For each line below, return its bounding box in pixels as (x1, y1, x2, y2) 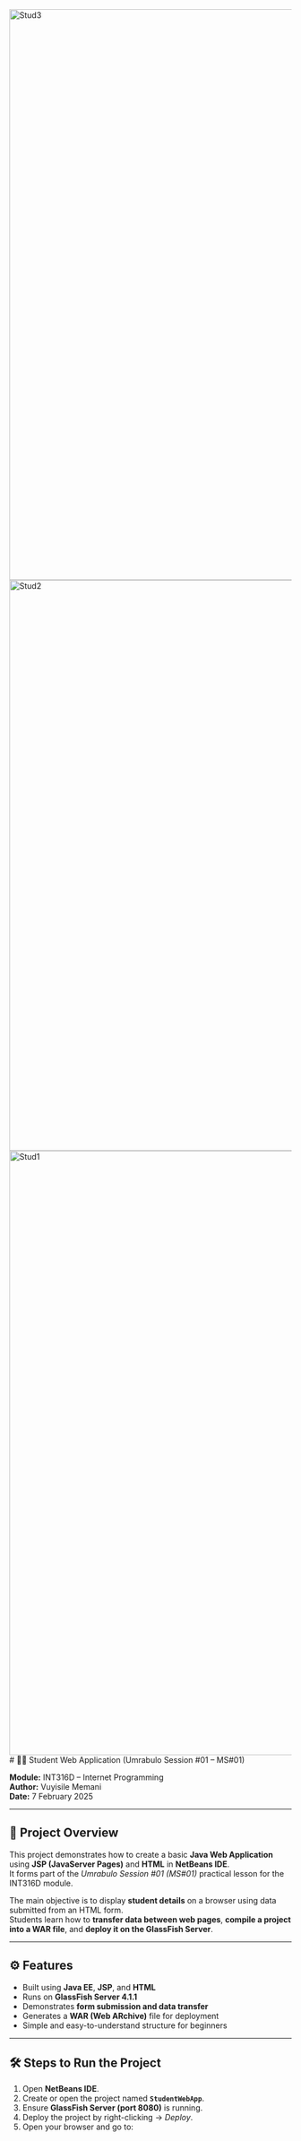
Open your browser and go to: (21, 2121, 134, 2132)
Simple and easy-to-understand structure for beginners (21, 2020, 228, 2031)
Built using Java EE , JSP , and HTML (21, 1981, 157, 1992)
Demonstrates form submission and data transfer (21, 2000, 209, 2011)
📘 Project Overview (9, 1826, 119, 1841)
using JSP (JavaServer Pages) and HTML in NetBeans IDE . (9, 1859, 230, 1869)
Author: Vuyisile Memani (9, 1782, 102, 1791)
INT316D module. (9, 1878, 73, 1888)
